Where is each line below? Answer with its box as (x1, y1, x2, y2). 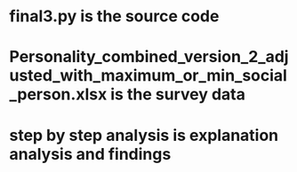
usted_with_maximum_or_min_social (9, 66, 287, 86)
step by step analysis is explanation (9, 125, 279, 145)
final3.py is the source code (9, 6, 220, 27)
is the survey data (110, 84, 246, 105)
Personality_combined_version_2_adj (9, 47, 289, 67)
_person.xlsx (9, 84, 108, 105)
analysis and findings (9, 144, 172, 164)
